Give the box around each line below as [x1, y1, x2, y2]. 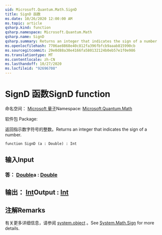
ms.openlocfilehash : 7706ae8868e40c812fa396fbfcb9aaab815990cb [5, 43, 136, 48]
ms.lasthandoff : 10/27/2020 [5, 61, 62, 66]
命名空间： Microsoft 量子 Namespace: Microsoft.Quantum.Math [5, 105, 132, 111]
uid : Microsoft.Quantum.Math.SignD [5, 7, 77, 12]
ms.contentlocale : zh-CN [5, 57, 55, 62]
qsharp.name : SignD [5, 35, 45, 39]
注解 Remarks [5, 206, 46, 215]
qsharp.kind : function [5, 25, 51, 30]
